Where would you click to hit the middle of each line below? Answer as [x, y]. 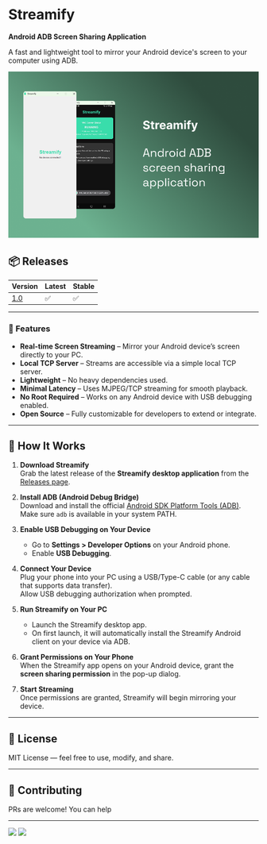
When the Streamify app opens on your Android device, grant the [127, 665]
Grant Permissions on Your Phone [76, 657]
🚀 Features [29, 329]
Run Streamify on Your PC [63, 610]
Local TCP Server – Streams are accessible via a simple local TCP [128, 363]
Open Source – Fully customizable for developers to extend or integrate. [138, 414]
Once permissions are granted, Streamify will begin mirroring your [128, 698]
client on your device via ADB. [81, 642]
